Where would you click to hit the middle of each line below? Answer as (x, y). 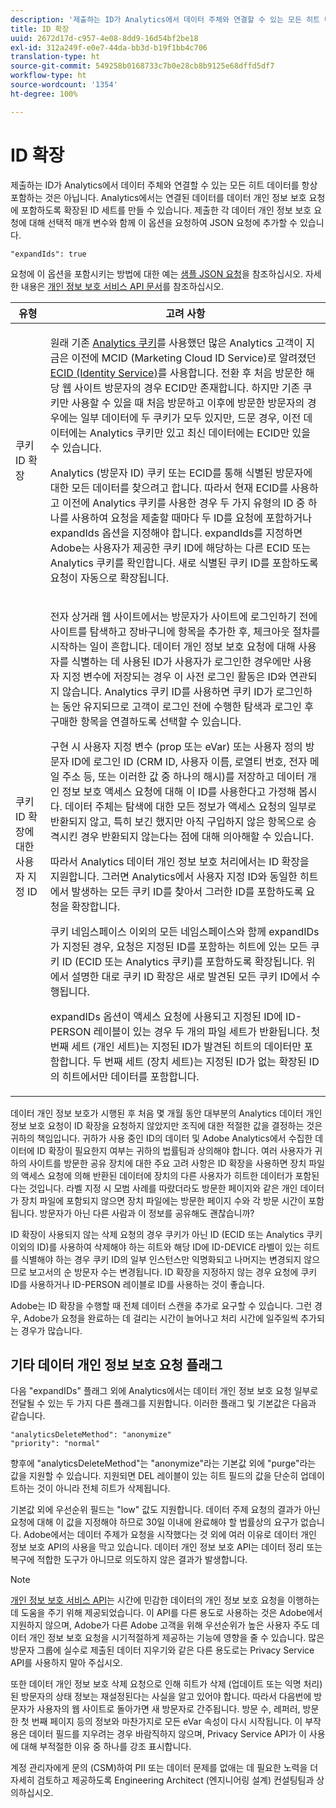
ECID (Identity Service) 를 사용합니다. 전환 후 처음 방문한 (176, 373)
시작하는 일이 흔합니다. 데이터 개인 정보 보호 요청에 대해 (172, 646)
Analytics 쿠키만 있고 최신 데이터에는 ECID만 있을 (200, 433)
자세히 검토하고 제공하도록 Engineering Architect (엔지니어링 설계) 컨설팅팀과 (162, 1780)
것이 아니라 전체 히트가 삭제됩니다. (103, 1488)
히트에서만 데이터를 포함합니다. (130, 1076)
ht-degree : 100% (44, 94)
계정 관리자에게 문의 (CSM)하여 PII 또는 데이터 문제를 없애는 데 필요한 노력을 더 (164, 1768)
